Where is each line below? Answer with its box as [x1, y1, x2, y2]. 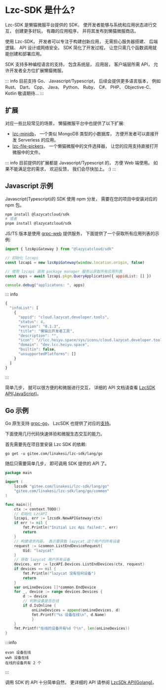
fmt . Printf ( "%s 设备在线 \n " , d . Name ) [31, 612, 106, 617]
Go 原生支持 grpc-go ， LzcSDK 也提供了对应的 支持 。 [5, 420, 114, 426]
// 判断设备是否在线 [23, 599, 59, 604]
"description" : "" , [18, 333, 58, 338]
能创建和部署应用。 [5, 50, 44, 57]
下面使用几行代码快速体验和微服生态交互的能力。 [5, 431, 105, 437]
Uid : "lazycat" [23, 548, 54, 553]
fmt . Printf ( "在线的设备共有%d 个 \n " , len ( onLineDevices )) [14, 626, 130, 631]
